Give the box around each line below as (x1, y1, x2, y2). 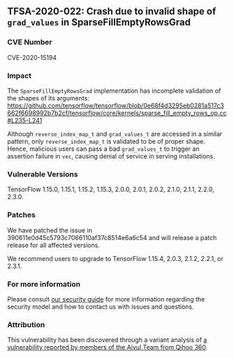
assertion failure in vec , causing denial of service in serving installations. (7, 151, 215, 160)
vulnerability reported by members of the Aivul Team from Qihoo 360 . (7, 343, 208, 352)
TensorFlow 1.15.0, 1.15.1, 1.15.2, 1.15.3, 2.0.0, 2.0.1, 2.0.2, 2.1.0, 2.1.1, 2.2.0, (7, 185, 214, 194)
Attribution (7, 320, 45, 329)
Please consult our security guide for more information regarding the (7, 294, 205, 303)
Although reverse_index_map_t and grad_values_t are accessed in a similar (7, 129, 223, 138)
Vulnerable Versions (7, 169, 78, 179)
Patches (7, 210, 36, 220)
